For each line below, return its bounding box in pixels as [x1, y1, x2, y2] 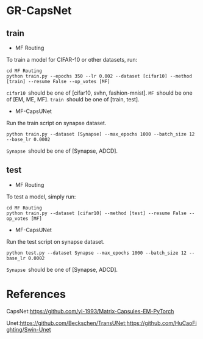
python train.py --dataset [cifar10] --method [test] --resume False [6, 210, 187, 216]
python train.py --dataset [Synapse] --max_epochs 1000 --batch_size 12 [6, 131, 195, 137]
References [6, 288, 66, 301]
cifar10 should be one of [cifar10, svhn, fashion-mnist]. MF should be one [6, 89, 193, 97]
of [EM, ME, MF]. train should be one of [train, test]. [6, 96, 140, 103]
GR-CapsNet [6, 4, 72, 18]
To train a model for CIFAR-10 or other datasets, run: [6, 56, 138, 63]
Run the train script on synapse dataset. [6, 120, 107, 126]
